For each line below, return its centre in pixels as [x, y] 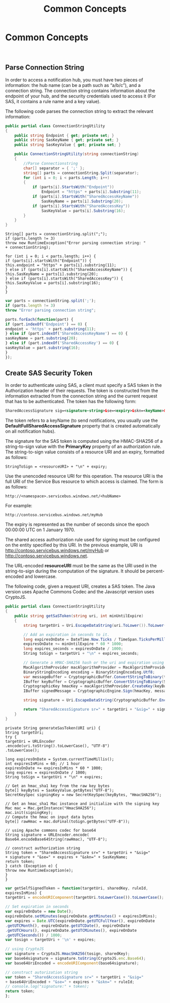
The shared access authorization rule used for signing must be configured [83, 540]
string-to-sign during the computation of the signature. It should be [75, 571]
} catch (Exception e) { [31, 866]
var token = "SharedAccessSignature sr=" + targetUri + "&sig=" [74, 977]
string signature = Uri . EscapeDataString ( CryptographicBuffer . [91, 700]
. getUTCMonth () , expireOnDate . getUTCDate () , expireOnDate [68, 926]
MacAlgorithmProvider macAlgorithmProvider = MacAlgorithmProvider [96, 667]
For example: [19, 506]
